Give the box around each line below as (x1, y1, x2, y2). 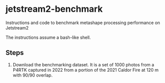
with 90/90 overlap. (12, 72, 53, 78)
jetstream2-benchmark (5, 3, 103, 15)
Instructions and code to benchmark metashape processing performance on (5, 20, 160, 26)
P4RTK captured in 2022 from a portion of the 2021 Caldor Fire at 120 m (12, 67, 159, 73)
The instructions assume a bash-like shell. (5, 34, 91, 40)
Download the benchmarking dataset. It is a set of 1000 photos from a (12, 61, 154, 67)
